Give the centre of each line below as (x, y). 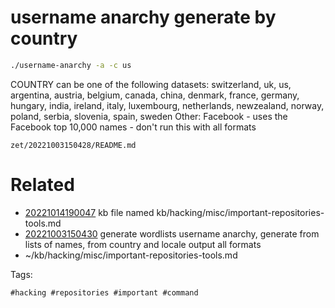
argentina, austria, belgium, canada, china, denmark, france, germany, (155, 95)
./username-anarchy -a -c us (71, 65)
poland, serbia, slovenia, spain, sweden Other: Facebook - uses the (149, 116)
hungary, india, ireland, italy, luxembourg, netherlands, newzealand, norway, (167, 105)
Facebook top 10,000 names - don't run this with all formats (133, 127)
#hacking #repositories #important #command (104, 292)
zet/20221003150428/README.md (73, 145)
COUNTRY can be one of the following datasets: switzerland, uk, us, (151, 84)
